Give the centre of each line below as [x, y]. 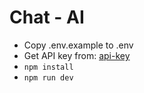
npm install [48, 67]
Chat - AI [47, 17]
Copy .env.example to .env [78, 45]
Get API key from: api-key [77, 55]
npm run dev [48, 77]
